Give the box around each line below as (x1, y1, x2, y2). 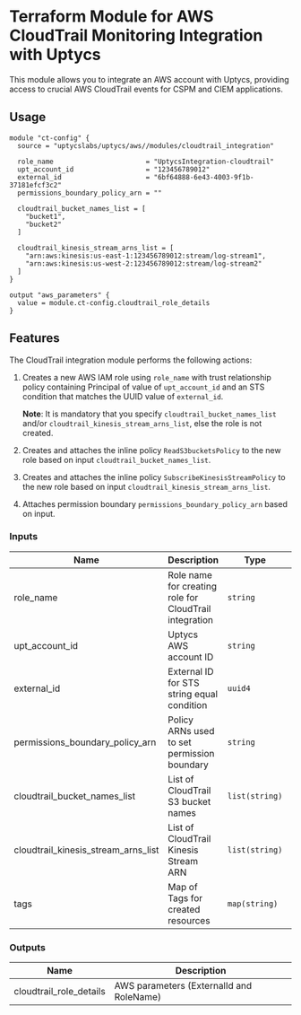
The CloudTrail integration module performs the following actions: (9, 354, 253, 365)
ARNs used (168, 724, 215, 737)
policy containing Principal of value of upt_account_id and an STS (21, 381, 265, 392)
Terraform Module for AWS (9, 6, 214, 27)
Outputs (9, 941, 47, 953)
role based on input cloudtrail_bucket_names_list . (21, 454, 211, 465)
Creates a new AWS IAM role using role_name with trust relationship (21, 372, 271, 382)
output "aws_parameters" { (9, 290, 110, 300)
